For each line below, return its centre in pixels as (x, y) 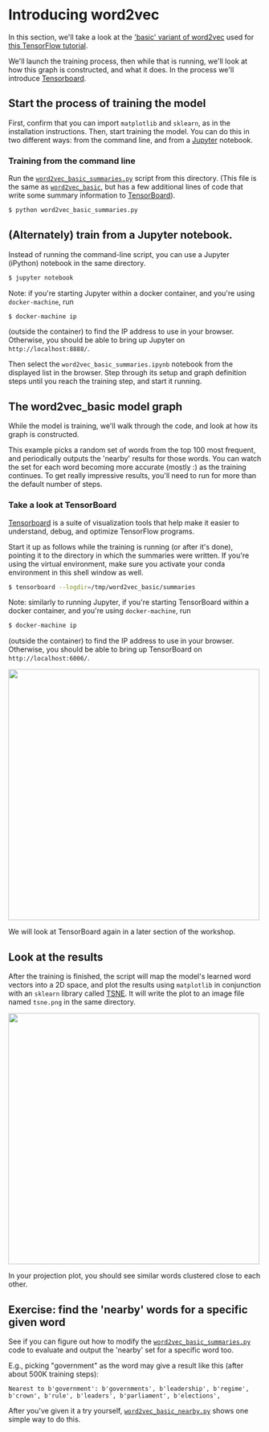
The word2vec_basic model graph (96, 406)
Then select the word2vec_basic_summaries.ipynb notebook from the (121, 364)
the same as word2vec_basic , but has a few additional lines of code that (126, 187)
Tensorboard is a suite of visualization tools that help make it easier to (124, 522)
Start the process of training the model (107, 103)
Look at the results (56, 957)
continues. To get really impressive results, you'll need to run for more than (132, 476)
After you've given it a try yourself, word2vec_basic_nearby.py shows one (128, 1410)
